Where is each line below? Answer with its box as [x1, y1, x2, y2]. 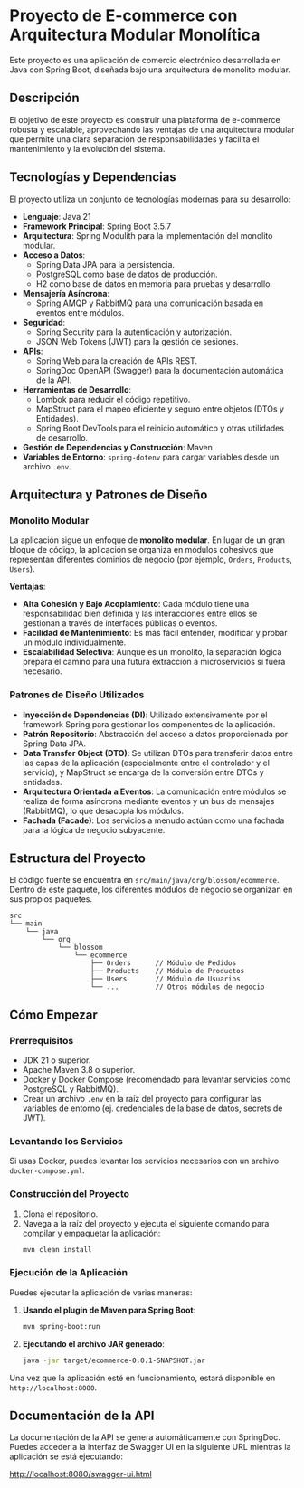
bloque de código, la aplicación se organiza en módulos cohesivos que [9, 545, 274, 555]
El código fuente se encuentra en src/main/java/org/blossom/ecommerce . [9, 875, 280, 886]
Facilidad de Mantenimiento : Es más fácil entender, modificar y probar [22, 628, 288, 639]
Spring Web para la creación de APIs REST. [35, 355, 197, 366]
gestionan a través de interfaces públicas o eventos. [22, 618, 218, 629]
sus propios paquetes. [9, 894, 93, 905]
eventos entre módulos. [35, 307, 125, 318]
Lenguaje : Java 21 [22, 211, 92, 222]
